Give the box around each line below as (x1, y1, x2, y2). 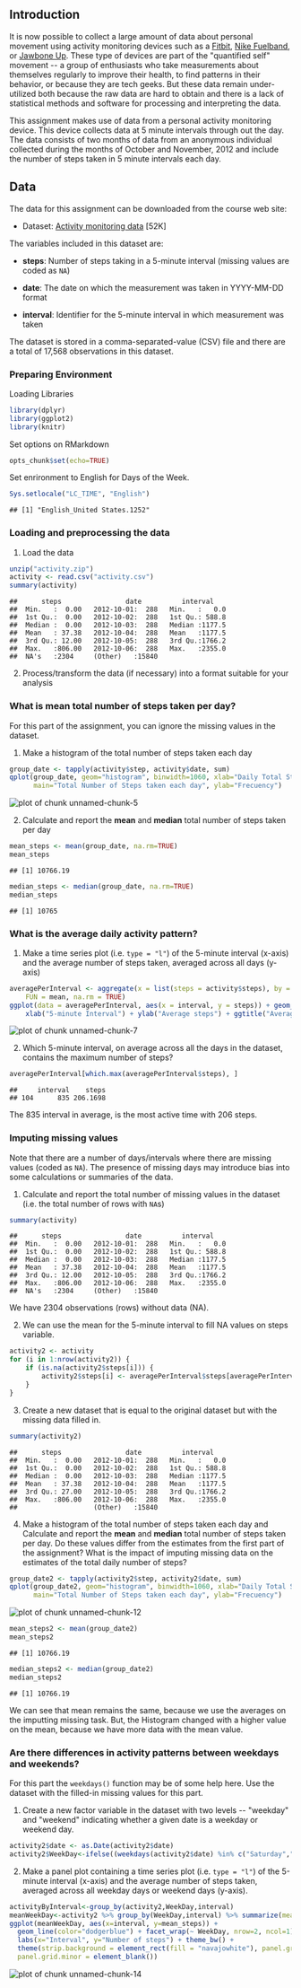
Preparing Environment (9, 368, 113, 381)
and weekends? (9, 1757, 80, 1770)
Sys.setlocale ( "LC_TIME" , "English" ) (9, 489, 150, 499)
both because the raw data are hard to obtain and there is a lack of (38, 88, 285, 99)
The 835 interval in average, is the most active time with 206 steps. (9, 1109, 258, 1120)
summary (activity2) (9, 1432, 82, 1441)
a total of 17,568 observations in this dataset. (9, 346, 175, 356)
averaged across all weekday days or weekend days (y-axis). (21, 1885, 248, 1896)
